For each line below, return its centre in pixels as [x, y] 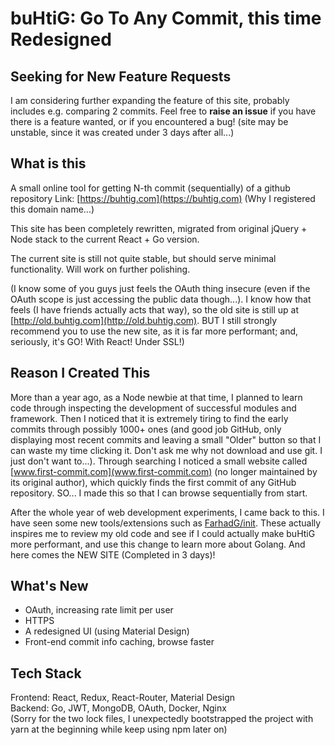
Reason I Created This [80, 373]
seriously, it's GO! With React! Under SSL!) [97, 341]
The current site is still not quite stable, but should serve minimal [143, 258]
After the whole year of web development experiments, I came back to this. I [167, 512]
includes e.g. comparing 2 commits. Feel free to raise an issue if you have [163, 111]
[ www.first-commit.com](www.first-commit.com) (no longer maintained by [164, 471]
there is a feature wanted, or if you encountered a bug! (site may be [149, 121]
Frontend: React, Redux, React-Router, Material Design [123, 698]
